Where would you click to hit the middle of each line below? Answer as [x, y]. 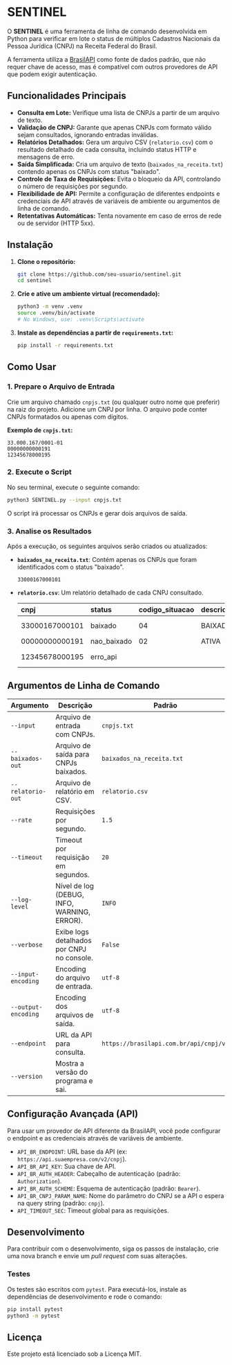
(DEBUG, [69, 895]
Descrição [75, 705]
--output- [27, 1007]
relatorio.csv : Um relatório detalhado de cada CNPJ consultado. [110, 592]
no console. [74, 958]
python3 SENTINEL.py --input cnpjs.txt [65, 500]
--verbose [27, 944]
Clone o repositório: [46, 261]
